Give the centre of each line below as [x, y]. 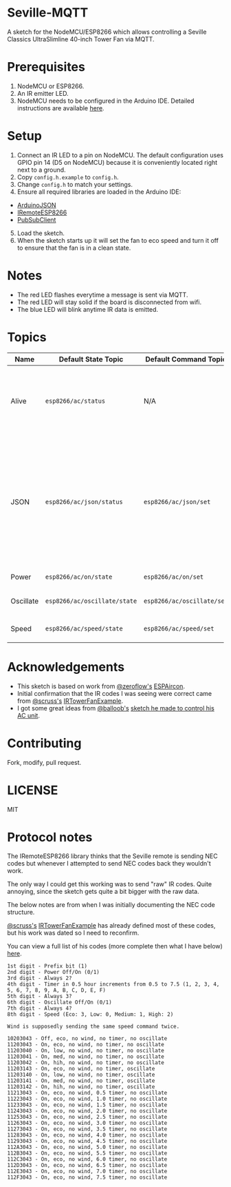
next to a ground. [42, 170]
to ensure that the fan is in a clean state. [74, 248]
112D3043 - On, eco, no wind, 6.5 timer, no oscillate [87, 1166]
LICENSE [33, 790]
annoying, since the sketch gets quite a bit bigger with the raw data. [103, 892]
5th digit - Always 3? [40, 997]
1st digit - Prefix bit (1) [47, 966]
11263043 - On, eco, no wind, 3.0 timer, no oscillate [87, 1123]
